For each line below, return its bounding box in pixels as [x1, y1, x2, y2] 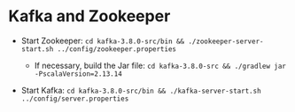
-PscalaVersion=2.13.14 [34, 69, 123, 78]
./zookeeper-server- [188, 37, 264, 46]
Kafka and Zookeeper [8, 6, 171, 26]
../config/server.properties [20, 94, 129, 103]
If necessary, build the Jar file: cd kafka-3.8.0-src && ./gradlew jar [34, 60, 287, 71]
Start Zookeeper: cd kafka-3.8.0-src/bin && [20, 35, 185, 46]
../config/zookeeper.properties [57, 44, 176, 54]
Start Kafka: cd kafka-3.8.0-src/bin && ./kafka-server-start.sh [20, 85, 262, 95]
